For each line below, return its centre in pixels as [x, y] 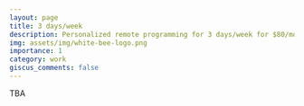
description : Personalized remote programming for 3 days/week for [139, 34]
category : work [38, 59]
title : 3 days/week [46, 26]
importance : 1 [36, 51]
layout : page [34, 18]
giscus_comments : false [54, 68]
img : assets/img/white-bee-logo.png [78, 43]
